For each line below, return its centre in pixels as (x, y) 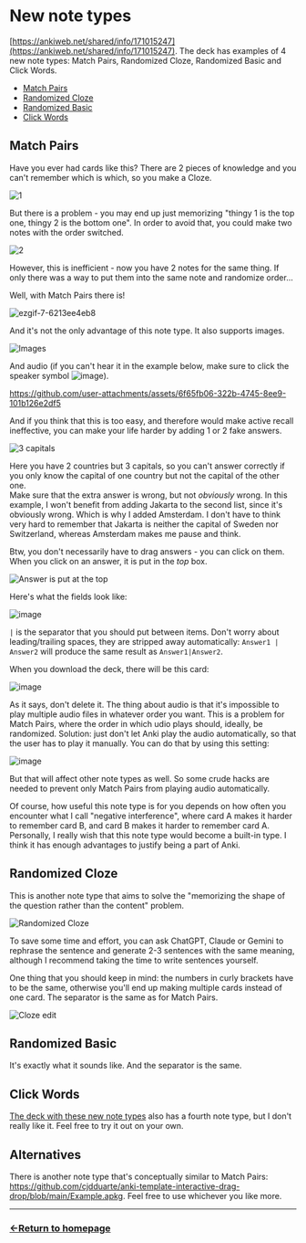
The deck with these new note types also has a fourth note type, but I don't (151, 1116)
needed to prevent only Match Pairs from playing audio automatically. (140, 788)
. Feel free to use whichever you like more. (202, 1196)
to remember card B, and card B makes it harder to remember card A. (140, 825)
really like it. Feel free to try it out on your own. (97, 1126)
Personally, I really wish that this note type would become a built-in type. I (148, 835)
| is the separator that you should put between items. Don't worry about (144, 632)
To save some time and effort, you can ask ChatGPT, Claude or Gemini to (147, 941)
